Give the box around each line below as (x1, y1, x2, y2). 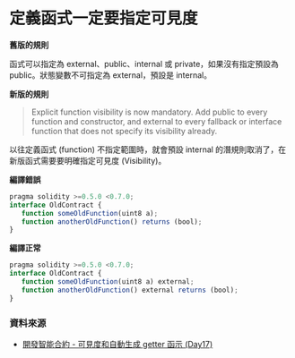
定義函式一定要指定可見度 (9, 8, 199, 29)
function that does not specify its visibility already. (30, 125, 218, 136)
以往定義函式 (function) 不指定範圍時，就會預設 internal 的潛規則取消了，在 (9, 144, 287, 155)
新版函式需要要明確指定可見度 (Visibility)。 (9, 155, 167, 166)
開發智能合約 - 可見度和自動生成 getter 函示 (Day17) (22, 338, 213, 349)
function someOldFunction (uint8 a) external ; (21, 277, 195, 286)
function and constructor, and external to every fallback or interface (30, 115, 282, 126)
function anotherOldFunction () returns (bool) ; (21, 217, 203, 226)
